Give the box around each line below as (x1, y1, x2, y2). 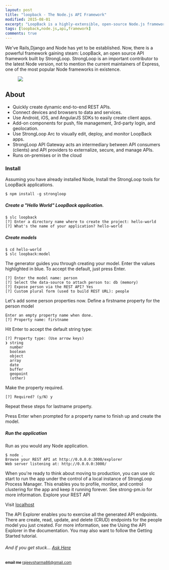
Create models (5, 234, 37, 240)
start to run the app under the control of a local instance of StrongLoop (5, 476, 152, 482)
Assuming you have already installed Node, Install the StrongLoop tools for (5, 177, 160, 183)
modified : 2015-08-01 (5, 17, 51, 22)
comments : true (5, 31, 37, 36)
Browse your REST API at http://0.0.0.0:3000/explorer (5, 457, 123, 462)
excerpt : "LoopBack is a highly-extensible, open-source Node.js (5, 21, 145, 27)
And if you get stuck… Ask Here (5, 544, 71, 550)
